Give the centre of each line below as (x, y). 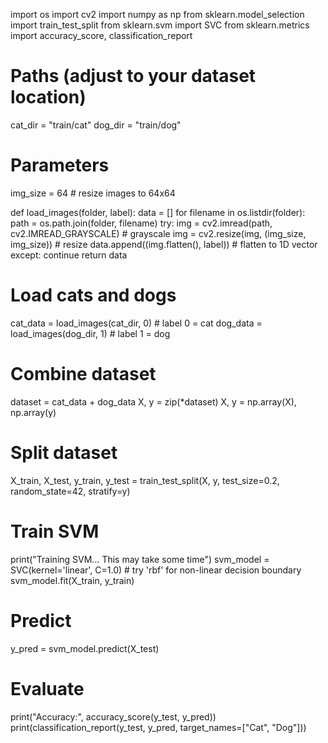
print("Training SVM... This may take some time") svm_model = (140, 559)
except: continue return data (69, 255)
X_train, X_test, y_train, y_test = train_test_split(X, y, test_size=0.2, (145, 480)
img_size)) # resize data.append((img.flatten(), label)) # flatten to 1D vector (164, 244)
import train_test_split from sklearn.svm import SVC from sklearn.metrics (160, 25)
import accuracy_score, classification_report (101, 35)
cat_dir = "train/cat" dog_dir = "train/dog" (96, 125)
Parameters (60, 165)
